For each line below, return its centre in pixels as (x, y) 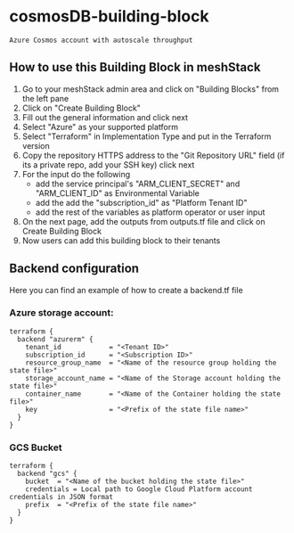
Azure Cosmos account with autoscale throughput (101, 40)
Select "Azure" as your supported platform (100, 127)
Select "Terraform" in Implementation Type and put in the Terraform (147, 136)
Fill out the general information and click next (105, 117)
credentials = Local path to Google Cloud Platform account (139, 489)
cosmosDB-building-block (109, 16)
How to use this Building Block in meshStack (135, 67)
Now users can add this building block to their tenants (121, 240)
